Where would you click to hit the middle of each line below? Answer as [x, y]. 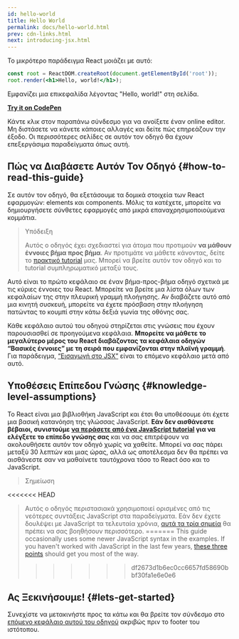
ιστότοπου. [23, 630]
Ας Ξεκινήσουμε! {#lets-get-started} [91, 597]
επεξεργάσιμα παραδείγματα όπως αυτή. [69, 144]
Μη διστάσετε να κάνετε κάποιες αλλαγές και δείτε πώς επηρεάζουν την [117, 129]
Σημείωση [39, 480]
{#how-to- [202, 167]
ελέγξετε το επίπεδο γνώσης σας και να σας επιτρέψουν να [98, 437]
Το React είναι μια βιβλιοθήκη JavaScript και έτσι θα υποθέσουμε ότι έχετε [118, 414]
